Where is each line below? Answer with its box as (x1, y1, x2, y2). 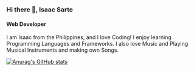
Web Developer (6, 20, 47, 28)
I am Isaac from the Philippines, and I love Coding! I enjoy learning (6, 34, 172, 41)
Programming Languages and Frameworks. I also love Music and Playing (6, 40, 189, 48)
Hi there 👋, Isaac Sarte (6, 5, 73, 14)
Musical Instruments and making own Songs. (6, 46, 119, 54)
